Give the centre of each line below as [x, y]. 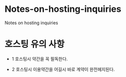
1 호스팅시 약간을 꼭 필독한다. [40, 59]
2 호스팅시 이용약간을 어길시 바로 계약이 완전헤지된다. [63, 69]
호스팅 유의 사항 [35, 44]
